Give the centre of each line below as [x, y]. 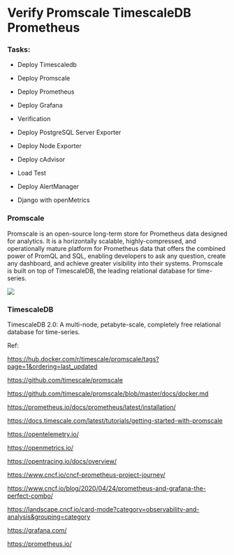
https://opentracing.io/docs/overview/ [62, 461]
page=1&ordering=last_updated [52, 367]
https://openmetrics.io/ [40, 448]
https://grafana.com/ [37, 531]
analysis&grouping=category [49, 517]
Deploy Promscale [44, 78]
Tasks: [19, 50]
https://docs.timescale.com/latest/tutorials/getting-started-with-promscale [115, 421]
